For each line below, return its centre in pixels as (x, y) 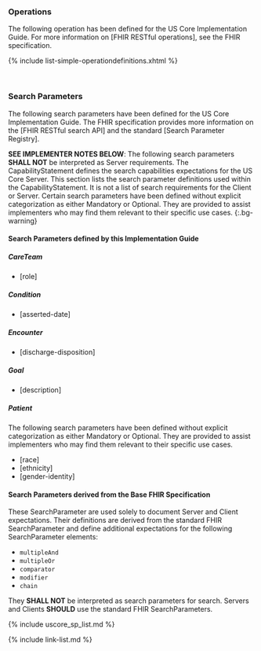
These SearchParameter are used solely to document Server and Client (123, 512)
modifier (34, 578)
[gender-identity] (47, 476)
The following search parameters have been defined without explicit (118, 428)
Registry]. (24, 138)
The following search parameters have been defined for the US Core (119, 113)
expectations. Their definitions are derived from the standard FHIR (115, 520)
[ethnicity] (36, 468)
